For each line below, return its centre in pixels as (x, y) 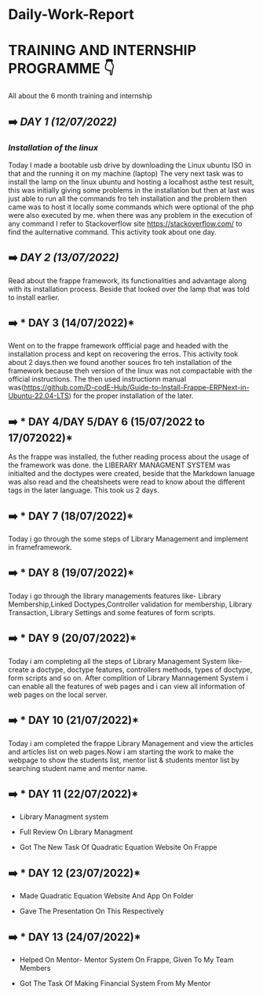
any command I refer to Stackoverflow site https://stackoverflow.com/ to (125, 223)
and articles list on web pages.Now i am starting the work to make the (121, 751)
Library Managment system (64, 817)
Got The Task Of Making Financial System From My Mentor (115, 983)
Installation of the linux (53, 148)
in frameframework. (40, 548)
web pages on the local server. (58, 695)
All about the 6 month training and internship (80, 96)
